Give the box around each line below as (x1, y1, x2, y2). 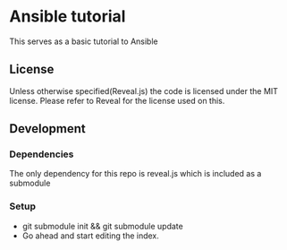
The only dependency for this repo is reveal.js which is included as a (9, 168, 262, 179)
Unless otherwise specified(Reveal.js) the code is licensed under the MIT (9, 85, 279, 96)
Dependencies (9, 148, 74, 160)
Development (9, 121, 87, 136)
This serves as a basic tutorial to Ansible (9, 36, 158, 47)
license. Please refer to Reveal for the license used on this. (9, 95, 225, 106)
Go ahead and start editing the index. (21, 230, 159, 241)
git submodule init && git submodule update (21, 220, 183, 231)
